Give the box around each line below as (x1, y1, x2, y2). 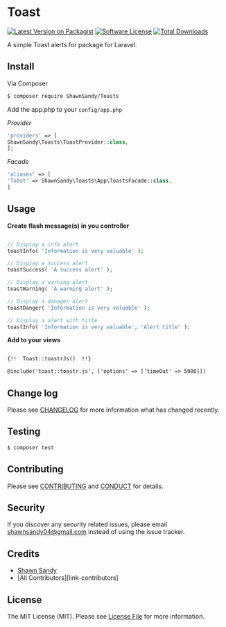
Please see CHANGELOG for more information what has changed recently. (7, 406, 220, 414)
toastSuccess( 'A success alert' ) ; (7, 267, 113, 274)
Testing (7, 426, 41, 437)
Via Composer (7, 79, 49, 87)
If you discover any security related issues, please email (7, 520, 168, 528)
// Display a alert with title (7, 317, 98, 324)
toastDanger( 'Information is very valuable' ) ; (7, 304, 150, 311)
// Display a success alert (7, 260, 89, 267)
